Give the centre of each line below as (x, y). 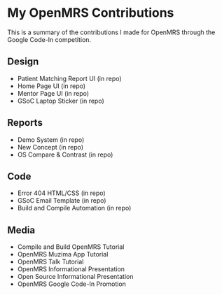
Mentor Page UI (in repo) (53, 93)
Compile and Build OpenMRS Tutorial (71, 247)
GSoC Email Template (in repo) (62, 201)
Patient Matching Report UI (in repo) (69, 78)
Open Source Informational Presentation (75, 277)
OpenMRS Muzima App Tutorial (63, 254)
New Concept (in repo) (50, 147)
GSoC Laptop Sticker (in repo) (61, 101)
